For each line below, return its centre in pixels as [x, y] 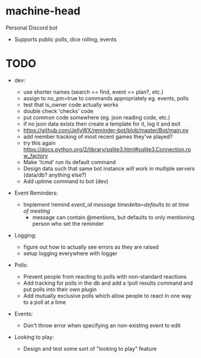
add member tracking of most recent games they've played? [98, 136]
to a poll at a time [45, 302]
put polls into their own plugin [60, 289]
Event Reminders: [36, 193]
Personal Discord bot [31, 28]
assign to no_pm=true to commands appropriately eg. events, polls [106, 98]
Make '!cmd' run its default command [70, 162]
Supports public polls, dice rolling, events [65, 39]
